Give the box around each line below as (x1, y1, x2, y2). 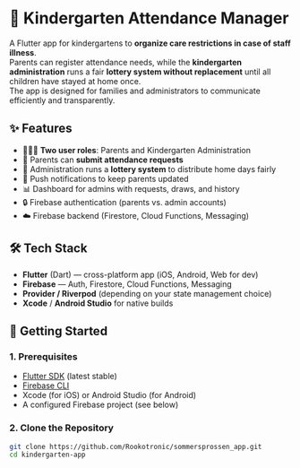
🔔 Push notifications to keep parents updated (21, 173, 190, 184)
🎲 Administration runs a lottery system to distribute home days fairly (21, 163, 276, 174)
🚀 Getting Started (9, 323, 108, 339)
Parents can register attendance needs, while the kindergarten (9, 56, 243, 67)
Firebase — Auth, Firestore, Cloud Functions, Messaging (21, 278, 233, 290)
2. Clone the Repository (9, 421, 115, 434)
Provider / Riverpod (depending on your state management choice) (21, 288, 272, 299)
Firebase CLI (21, 380, 70, 391)
